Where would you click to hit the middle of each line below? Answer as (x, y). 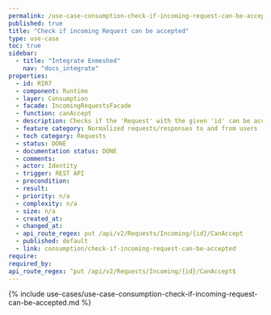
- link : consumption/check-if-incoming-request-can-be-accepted (126, 249)
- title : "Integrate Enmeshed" (68, 61)
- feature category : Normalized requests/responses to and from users (137, 128)
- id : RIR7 (34, 83)
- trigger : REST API (50, 174)
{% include (27, 294)
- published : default (52, 241)
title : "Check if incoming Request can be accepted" (99, 31)
